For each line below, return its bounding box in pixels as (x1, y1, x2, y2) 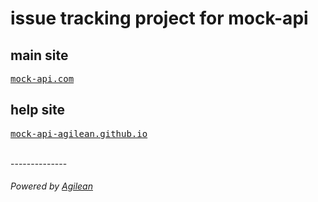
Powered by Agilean (10, 180, 93, 192)
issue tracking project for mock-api (10, 7, 309, 30)
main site (10, 47, 69, 64)
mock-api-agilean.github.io (10, 128, 148, 139)
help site (10, 102, 65, 119)
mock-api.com (10, 73, 75, 84)
